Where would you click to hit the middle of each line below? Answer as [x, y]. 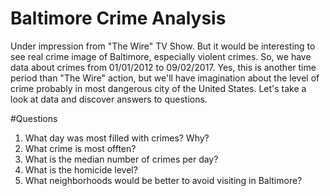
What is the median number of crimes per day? [121, 159]
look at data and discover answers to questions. [109, 99]
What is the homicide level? [81, 169]
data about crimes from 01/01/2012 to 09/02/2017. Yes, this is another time [163, 67]
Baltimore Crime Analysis [118, 18]
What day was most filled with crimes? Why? [117, 138]
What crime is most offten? [80, 148]
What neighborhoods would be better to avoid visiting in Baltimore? [163, 180]
